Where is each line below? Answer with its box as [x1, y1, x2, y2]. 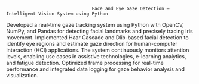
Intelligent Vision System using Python [6, 11, 109, 17]
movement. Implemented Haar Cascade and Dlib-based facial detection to [6, 34, 189, 41]
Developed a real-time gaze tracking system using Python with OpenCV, [6, 21, 184, 28]
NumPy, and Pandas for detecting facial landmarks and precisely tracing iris [6, 27, 193, 35]
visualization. [6, 72, 39, 79]
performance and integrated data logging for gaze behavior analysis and [6, 66, 185, 73]
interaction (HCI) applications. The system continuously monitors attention [6, 46, 189, 54]
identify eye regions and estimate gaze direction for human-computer [6, 41, 177, 47]
